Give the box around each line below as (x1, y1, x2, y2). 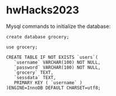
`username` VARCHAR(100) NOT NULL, (13, 59, 101, 65)
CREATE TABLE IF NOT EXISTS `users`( (6, 54, 98, 60)
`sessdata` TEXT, (13, 74, 57, 80)
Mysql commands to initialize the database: (6, 23, 111, 30)
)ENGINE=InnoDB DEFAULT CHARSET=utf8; (6, 85, 101, 91)
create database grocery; (6, 34, 69, 40)
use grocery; (6, 44, 38, 50)
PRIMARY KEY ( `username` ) (13, 80, 83, 86)
